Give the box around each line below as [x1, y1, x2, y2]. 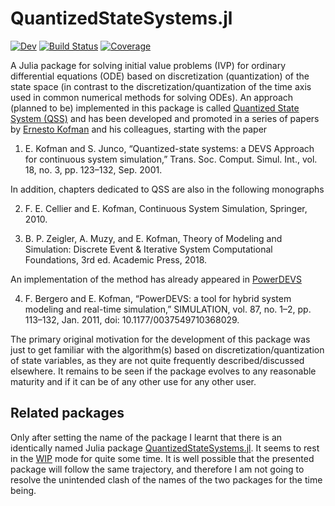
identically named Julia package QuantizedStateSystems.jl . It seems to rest [10, 442, 320, 454]
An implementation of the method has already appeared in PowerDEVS [10, 273, 302, 285]
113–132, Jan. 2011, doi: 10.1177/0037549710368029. [24, 313, 240, 326]
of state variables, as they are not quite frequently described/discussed [10, 354, 305, 366]
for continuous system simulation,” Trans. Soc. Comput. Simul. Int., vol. [24, 153, 318, 165]
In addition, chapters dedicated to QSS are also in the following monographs [10, 183, 325, 195]
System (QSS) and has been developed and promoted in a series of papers [10, 112, 320, 124]
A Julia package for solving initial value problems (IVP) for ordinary [10, 59, 287, 71]
